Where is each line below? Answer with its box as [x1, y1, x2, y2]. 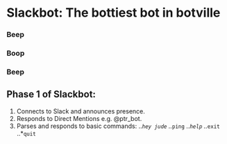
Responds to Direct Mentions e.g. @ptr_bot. [16, 114, 142, 122]
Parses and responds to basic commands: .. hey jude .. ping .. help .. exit [16, 122, 220, 130]
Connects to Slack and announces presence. [16, 106, 145, 115]
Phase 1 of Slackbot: [6, 88, 96, 100]
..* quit [16, 129, 36, 137]
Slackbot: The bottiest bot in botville [6, 5, 221, 21]
